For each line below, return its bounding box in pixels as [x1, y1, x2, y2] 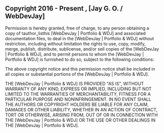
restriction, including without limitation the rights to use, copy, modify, [5, 41, 146, 47]
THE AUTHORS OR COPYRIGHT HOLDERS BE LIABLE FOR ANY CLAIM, [5, 101, 149, 107]
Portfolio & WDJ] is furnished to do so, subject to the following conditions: [5, 56, 154, 62]
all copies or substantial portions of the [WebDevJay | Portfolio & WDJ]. [5, 71, 149, 77]
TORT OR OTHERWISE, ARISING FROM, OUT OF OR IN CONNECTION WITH [5, 112, 158, 118]
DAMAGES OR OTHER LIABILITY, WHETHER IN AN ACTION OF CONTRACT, [5, 106, 158, 112]
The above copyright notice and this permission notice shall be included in [5, 66, 155, 72]
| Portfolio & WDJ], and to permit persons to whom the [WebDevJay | [5, 51, 144, 57]
